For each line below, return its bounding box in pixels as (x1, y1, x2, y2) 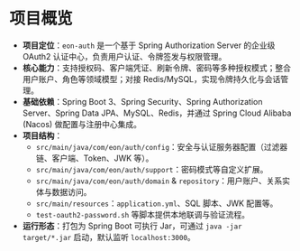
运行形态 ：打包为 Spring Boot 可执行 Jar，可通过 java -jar (22, 220, 242, 231)
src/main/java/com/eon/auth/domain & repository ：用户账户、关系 (35, 175, 283, 186)
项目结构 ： (22, 130, 63, 141)
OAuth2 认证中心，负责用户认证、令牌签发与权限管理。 (22, 51, 227, 61)
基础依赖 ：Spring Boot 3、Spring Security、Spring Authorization (22, 96, 263, 107)
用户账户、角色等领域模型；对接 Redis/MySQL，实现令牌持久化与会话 (22, 73, 281, 84)
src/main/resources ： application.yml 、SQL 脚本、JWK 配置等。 (35, 198, 278, 209)
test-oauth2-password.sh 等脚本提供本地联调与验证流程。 (35, 209, 250, 219)
